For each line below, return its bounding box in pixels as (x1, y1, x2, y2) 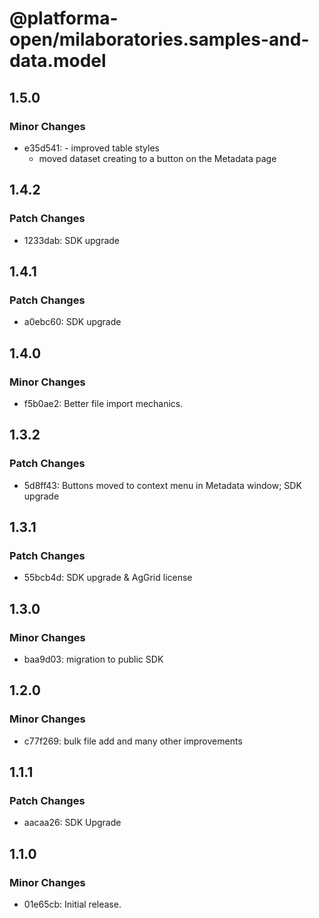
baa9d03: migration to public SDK (23, 653, 164, 665)
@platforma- (9, 7, 119, 30)
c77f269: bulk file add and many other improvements (23, 735, 243, 747)
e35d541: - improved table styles (23, 142, 160, 154)
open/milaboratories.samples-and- (9, 28, 310, 51)
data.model (9, 50, 107, 72)
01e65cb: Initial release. (23, 898, 122, 911)
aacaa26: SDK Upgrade (23, 817, 122, 829)
